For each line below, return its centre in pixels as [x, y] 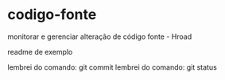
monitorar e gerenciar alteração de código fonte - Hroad [100, 36]
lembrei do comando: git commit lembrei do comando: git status [112, 67]
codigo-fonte [52, 15]
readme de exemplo [40, 51]
